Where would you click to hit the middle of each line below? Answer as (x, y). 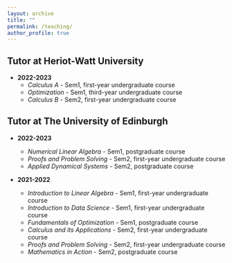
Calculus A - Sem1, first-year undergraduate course (101, 85)
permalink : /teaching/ (40, 26)
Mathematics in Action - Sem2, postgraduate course (102, 252)
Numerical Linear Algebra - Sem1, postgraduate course (106, 151)
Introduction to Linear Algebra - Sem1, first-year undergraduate (118, 193)
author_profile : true (38, 33)
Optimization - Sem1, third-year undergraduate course (105, 92)
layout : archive (30, 13)
